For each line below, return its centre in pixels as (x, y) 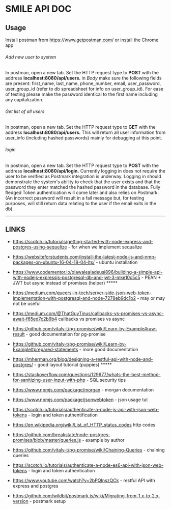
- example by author (103, 440)
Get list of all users (25, 111)
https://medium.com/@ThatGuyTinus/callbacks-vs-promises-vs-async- (88, 314)
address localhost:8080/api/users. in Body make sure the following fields (83, 78)
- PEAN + (151, 277)
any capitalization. (24, 100)
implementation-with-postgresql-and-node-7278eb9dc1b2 (74, 298)
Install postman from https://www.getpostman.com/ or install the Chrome (82, 40)
